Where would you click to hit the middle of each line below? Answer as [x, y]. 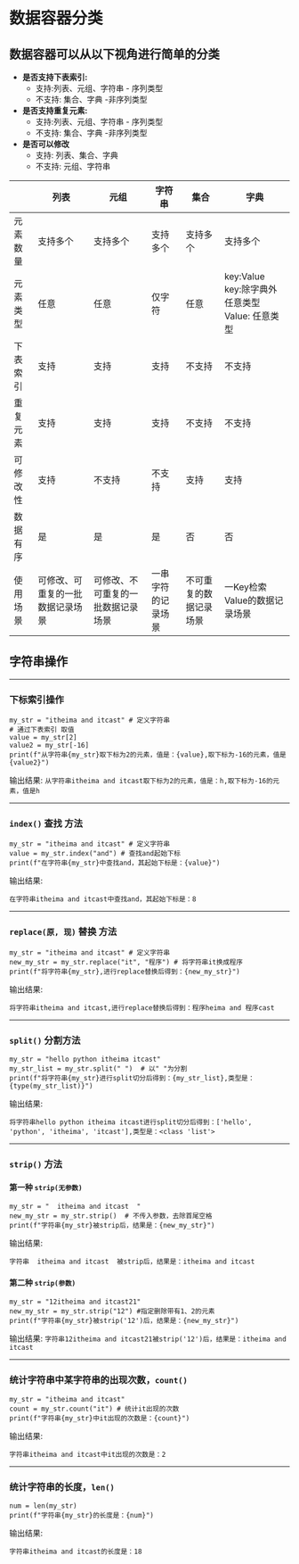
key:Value [244, 276]
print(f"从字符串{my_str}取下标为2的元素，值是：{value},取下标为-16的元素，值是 [148, 755]
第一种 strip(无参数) [46, 1187]
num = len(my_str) [43, 1506]
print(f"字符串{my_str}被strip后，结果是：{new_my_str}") [112, 1226]
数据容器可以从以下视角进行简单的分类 [114, 54]
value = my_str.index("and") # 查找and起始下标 [95, 854]
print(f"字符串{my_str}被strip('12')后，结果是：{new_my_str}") [124, 1321]
